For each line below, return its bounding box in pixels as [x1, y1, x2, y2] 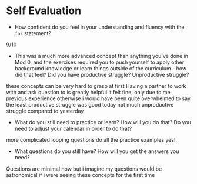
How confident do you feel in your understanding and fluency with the [14, 23, 185, 30]
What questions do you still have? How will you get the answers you [14, 148, 179, 155]
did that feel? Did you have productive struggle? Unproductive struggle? [14, 71, 189, 78]
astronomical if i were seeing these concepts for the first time [6, 171, 155, 178]
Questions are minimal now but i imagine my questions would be [6, 165, 162, 172]
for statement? [14, 29, 52, 36]
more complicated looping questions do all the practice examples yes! [6, 136, 176, 143]
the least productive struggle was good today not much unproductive [6, 101, 174, 108]
